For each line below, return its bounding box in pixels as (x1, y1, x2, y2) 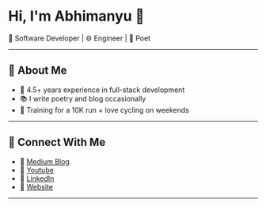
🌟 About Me (8, 63, 67, 78)
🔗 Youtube (19, 165, 54, 174)
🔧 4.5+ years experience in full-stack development (19, 85, 185, 94)
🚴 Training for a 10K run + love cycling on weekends (19, 105, 190, 114)
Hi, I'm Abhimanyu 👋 (8, 7, 145, 25)
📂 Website (19, 182, 54, 191)
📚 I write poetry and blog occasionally (19, 94, 146, 103)
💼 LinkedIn (19, 174, 55, 183)
